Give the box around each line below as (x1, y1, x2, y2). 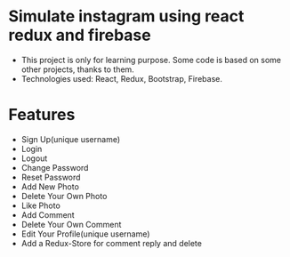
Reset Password (20, 172, 81, 182)
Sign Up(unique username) (20, 133, 121, 144)
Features (8, 105, 76, 125)
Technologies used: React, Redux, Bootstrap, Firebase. (20, 73, 223, 84)
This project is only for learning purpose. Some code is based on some (20, 54, 282, 65)
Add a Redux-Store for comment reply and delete (20, 237, 202, 248)
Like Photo (20, 200, 61, 211)
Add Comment (20, 209, 75, 220)
